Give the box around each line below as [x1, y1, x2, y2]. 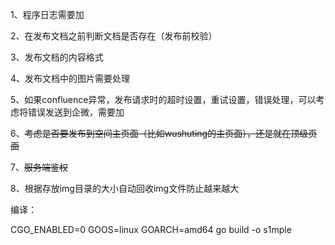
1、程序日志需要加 [10, 9, 85, 20]
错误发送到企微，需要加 [27, 106, 125, 118]
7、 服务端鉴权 [10, 161, 68, 173]
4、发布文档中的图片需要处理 [10, 73, 131, 84]
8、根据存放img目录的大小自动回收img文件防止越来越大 [10, 183, 240, 194]
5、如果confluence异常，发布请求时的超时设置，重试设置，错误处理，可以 [10, 94, 317, 105]
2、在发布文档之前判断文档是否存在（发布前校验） [10, 30, 218, 42]
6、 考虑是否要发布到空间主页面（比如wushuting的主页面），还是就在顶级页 [10, 128, 318, 139]
